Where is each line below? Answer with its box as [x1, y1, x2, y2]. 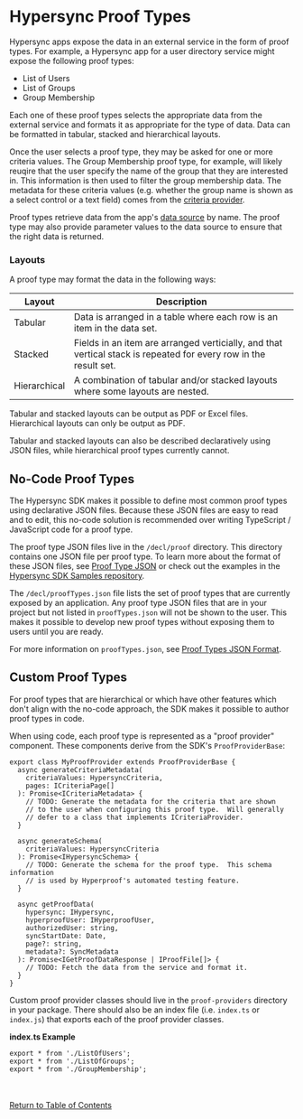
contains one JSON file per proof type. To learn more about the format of [9, 551, 281, 562]
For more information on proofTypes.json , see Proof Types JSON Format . [9, 644, 282, 655]
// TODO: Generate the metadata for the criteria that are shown [25, 797, 277, 806]
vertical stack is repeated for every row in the [73, 348, 266, 360]
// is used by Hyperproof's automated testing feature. [25, 876, 241, 885]
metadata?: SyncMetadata [25, 946, 119, 956]
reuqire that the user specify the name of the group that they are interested [9, 165, 289, 176]
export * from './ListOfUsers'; [9, 1049, 131, 1058]
